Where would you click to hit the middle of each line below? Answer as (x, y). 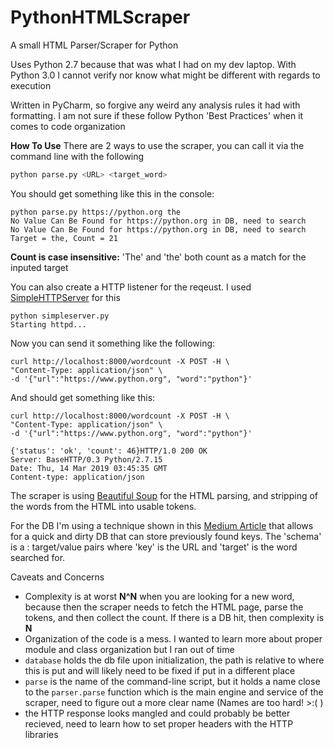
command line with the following (77, 156)
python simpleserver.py (60, 316)
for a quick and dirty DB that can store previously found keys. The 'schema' (166, 536)
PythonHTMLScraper (100, 17)
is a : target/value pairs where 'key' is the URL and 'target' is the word (154, 547)
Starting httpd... (48, 324)
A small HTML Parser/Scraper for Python (94, 45)
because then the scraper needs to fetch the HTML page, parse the (164, 607)
